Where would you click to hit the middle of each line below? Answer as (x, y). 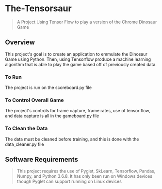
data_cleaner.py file (24, 144)
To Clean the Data (26, 128)
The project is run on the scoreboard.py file (49, 87)
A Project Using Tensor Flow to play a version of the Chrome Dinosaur (87, 22)
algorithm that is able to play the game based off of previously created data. (81, 64)
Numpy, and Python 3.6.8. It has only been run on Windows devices (85, 176)
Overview (20, 43)
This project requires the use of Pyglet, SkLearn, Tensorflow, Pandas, (86, 171)
